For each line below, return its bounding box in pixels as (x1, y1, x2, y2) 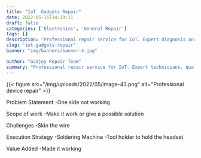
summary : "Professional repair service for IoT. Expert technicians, (6, 64, 184, 70)
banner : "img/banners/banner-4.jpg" (6, 48, 98, 54)
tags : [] (6, 31, 28, 37)
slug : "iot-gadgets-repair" (6, 42, 77, 48)
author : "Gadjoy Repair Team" (6, 58, 82, 65)
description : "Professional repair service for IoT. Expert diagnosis (6, 37, 186, 42)
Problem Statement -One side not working (6, 98, 111, 105)
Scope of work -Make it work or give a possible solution (6, 110, 144, 117)
